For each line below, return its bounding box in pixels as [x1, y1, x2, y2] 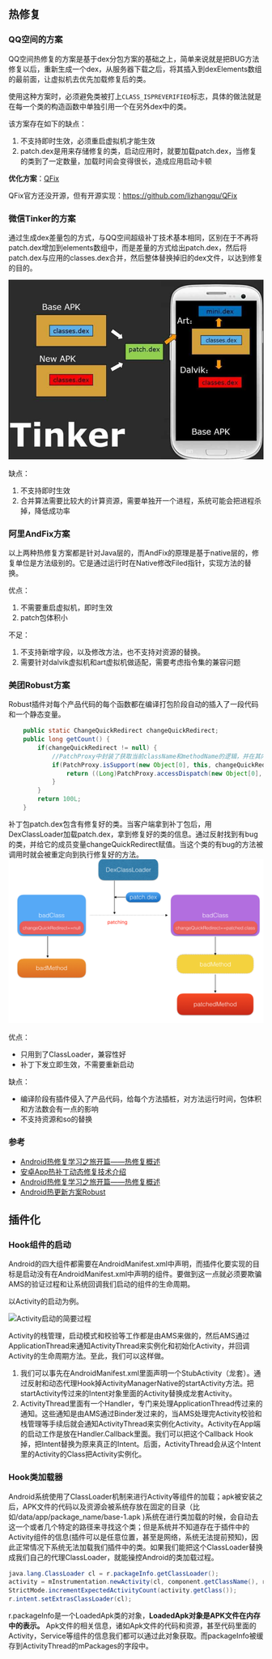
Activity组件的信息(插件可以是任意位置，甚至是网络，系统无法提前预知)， [8, 1532, 252, 1542]
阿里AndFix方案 [8, 528, 70, 539]
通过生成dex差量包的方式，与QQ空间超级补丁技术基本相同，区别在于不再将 [8, 232, 259, 242]
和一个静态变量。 [8, 709, 66, 719]
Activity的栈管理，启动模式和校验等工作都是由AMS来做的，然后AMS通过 [8, 1331, 250, 1341]
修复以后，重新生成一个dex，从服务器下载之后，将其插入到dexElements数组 [8, 64, 262, 74]
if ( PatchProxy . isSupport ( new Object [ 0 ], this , [51, 760, 212, 769]
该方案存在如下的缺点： [8, 118, 87, 128]
